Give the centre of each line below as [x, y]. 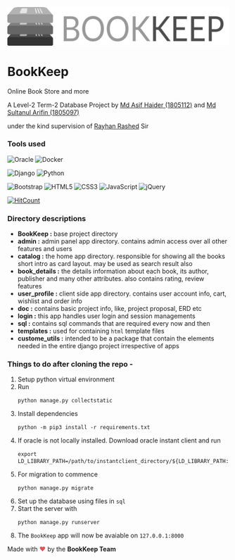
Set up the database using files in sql [71, 501]
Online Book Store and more [48, 91]
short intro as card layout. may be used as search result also [105, 264]
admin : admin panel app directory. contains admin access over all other [122, 241]
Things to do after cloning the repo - [70, 364]
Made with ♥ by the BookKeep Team [62, 549]
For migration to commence [58, 474]
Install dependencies [48, 414]
